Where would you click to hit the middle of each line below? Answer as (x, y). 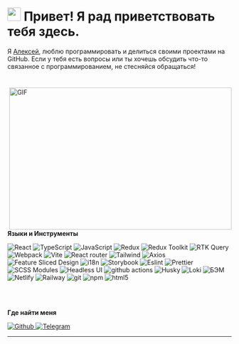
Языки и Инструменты (43, 234)
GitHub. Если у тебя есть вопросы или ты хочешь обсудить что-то (108, 59)
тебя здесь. (43, 32)
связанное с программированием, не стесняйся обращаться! (102, 66)
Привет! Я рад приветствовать (119, 17)
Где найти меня (32, 313)
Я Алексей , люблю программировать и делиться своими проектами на (116, 51)
